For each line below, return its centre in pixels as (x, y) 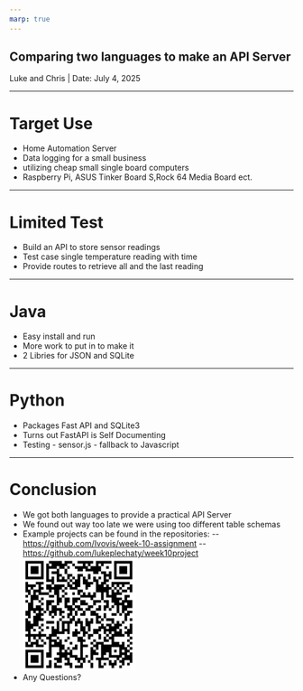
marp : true (30, 19)
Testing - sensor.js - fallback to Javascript (101, 445)
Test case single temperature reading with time (110, 257)
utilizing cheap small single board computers (106, 168)
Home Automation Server (69, 148)
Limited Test (56, 222)
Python (37, 401)
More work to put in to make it (78, 346)
